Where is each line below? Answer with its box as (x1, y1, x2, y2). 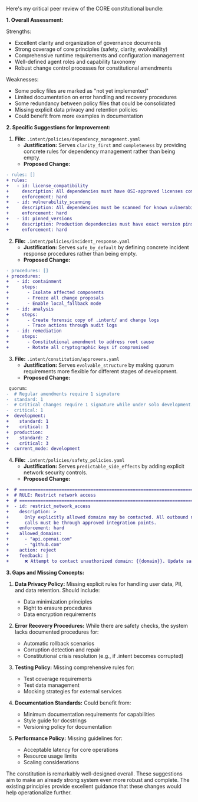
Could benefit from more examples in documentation (14, 112, 143, 119)
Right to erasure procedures (23, 604, 92, 611)
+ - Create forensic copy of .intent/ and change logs (6, 317, 160, 323)
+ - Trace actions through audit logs (6, 322, 117, 328)
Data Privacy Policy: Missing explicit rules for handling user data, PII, (14, 580, 183, 587)
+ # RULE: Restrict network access (6, 493, 96, 498)
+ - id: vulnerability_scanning (6, 199, 91, 206)
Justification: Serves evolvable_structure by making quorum (23, 361, 174, 369)
